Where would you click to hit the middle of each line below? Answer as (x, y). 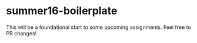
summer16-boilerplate (62, 11)
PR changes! (21, 33)
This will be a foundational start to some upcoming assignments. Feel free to (98, 27)
